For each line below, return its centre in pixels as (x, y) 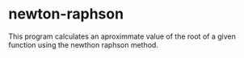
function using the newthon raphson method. (84, 44)
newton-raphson (66, 14)
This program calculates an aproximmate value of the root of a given (122, 36)
